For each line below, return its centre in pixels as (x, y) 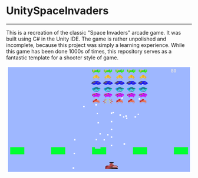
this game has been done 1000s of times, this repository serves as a (89, 51)
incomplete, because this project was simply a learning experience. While (95, 45)
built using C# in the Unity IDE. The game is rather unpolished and (86, 39)
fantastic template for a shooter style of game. (62, 58)
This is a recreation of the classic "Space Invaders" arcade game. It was (94, 32)
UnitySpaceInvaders (57, 11)
